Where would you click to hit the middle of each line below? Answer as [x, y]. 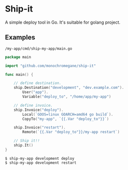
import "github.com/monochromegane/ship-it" [50, 66]
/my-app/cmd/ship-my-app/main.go [39, 49]
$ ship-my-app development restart [41, 163]
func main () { [19, 74]
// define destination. [38, 83]
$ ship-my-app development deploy [40, 158]
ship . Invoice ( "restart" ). [40, 127]
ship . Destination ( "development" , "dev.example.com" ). [69, 88]
